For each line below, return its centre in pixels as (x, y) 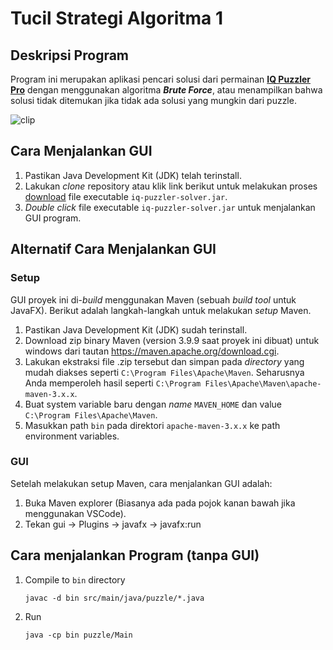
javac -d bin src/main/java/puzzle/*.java (114, 598)
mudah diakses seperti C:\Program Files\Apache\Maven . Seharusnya (164, 372)
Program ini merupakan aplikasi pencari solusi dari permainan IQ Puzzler (160, 79)
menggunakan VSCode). (75, 513)
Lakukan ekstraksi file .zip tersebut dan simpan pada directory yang (164, 361)
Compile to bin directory (75, 579)
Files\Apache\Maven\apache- (263, 383)
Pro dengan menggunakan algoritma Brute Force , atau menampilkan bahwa (166, 90)
